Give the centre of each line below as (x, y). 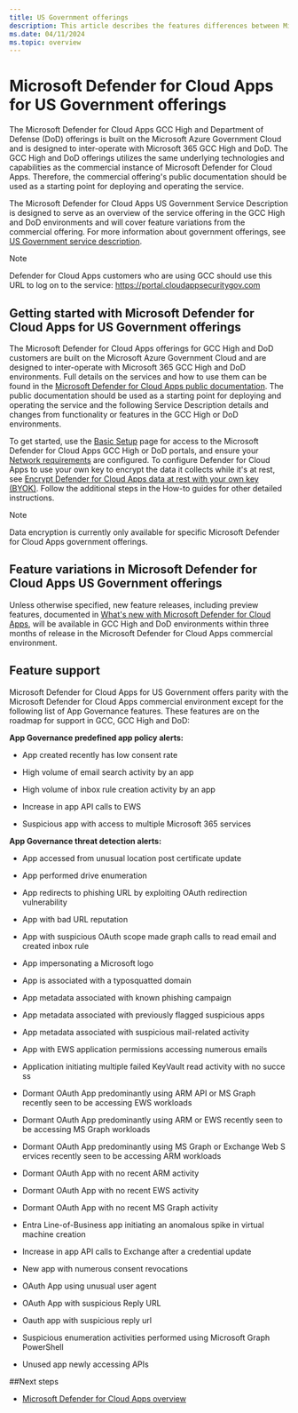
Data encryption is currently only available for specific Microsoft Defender (145, 532)
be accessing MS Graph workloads (86, 1129)
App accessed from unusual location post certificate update (132, 858)
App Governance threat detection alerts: (86, 841)
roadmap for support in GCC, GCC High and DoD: (100, 720)
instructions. (32, 498)
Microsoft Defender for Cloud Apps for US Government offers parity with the (149, 692)
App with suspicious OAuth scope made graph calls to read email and (149, 936)
